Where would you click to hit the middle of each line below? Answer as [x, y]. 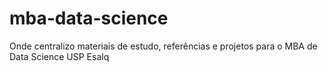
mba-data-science [89, 18]
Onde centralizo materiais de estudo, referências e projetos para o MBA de [163, 46]
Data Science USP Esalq [59, 56]
